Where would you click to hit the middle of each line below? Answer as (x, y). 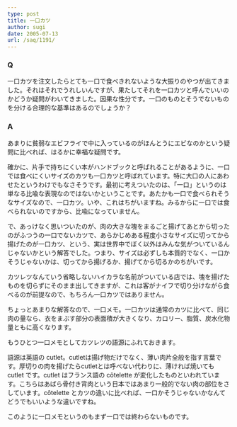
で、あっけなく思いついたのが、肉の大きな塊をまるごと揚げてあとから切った (118, 226)
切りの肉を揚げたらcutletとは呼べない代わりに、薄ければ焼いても (120, 366)
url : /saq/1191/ (31, 40)
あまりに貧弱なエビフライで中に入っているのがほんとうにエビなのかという (116, 143)
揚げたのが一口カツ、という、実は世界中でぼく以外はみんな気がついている (116, 244)
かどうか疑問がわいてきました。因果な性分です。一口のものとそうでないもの (118, 99)
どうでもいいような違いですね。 (54, 402)
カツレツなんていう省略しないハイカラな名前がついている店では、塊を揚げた (118, 276)
